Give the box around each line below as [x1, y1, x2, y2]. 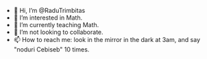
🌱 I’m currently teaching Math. [13, 21, 99, 28]
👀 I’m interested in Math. [13, 14, 83, 22]
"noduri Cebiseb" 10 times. [13, 45, 90, 54]
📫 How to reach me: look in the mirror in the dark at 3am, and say [13, 36, 201, 43]
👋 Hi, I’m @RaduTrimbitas [13, 7, 86, 14]
